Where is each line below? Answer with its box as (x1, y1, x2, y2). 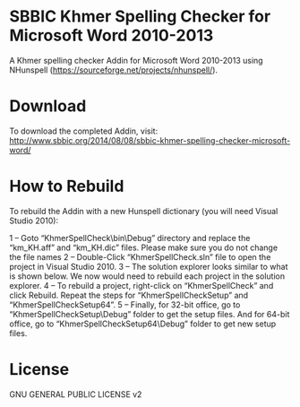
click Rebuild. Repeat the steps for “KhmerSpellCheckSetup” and (9, 290, 249, 300)
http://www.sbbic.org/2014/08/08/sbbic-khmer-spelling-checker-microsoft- (9, 134, 291, 145)
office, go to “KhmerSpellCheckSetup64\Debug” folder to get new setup (9, 318, 277, 329)
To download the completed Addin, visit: (9, 126, 159, 136)
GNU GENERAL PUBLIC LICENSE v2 (9, 388, 142, 400)
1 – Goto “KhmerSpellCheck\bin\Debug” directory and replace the (9, 232, 251, 243)
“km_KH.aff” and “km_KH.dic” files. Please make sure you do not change (9, 242, 279, 253)
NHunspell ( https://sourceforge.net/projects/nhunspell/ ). (9, 65, 218, 75)
